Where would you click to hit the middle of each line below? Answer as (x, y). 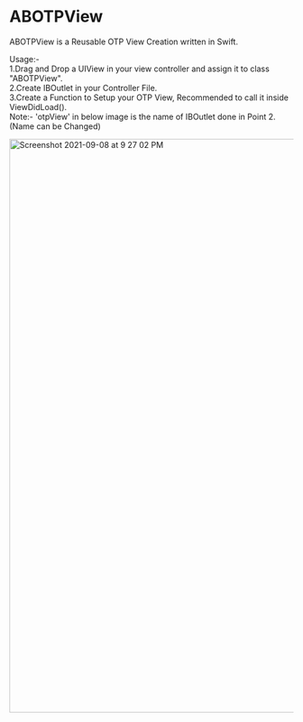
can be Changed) (68, 126)
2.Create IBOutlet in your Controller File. (83, 88)
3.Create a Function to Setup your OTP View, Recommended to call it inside (149, 97)
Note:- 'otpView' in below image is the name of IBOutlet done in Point (138, 116)
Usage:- (24, 59)
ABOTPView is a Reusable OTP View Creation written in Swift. (124, 42)
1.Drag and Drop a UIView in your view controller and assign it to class (140, 69)
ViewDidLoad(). (38, 106)
